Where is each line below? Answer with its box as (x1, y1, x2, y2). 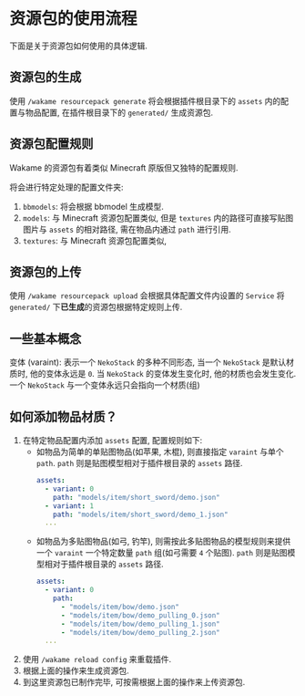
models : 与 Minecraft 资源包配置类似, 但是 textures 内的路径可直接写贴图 (22, 212, 294, 223)
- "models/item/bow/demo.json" (60, 602, 180, 611)
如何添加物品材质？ (9, 409, 117, 424)
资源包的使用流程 (9, 8, 138, 29)
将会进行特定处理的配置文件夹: (9, 182, 125, 192)
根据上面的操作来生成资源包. (22, 665, 129, 676)
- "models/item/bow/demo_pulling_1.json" (60, 619, 220, 628)
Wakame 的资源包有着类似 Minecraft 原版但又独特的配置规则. (9, 161, 239, 173)
